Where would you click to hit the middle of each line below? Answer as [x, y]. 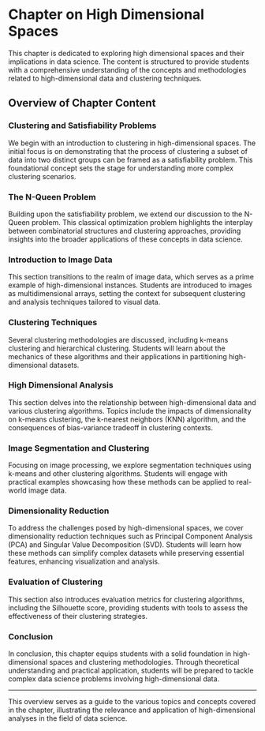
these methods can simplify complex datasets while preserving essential [126, 553]
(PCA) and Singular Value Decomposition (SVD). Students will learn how [125, 545]
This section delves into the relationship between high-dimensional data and [132, 402]
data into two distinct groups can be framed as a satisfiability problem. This [131, 159]
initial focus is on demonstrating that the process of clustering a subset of [128, 151]
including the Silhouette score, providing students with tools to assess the [128, 607]
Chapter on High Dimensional [106, 15]
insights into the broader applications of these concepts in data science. [125, 239]
